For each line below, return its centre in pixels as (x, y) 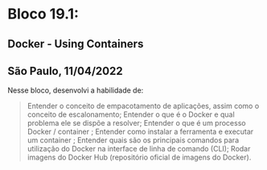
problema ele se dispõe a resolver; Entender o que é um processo (136, 123)
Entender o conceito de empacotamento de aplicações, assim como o (143, 106)
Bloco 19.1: (43, 14)
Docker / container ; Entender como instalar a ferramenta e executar (140, 132)
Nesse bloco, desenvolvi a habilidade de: (76, 90)
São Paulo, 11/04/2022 (65, 70)
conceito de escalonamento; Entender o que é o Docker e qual (131, 114)
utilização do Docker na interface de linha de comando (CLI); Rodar (139, 149)
